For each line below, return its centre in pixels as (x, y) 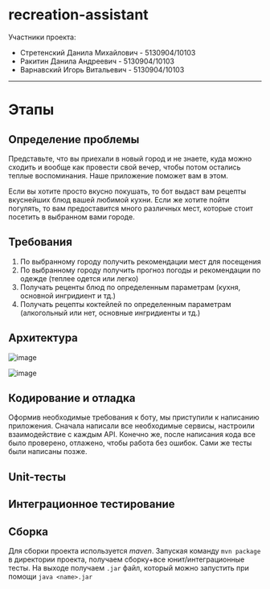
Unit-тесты (37, 477)
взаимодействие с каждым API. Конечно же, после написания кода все (132, 435)
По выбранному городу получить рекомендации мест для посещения (140, 261)
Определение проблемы (74, 139)
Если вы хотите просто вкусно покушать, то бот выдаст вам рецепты (127, 191)
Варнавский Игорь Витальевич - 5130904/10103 (102, 69)
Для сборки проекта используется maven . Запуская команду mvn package (135, 550)
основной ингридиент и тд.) (68, 296)
